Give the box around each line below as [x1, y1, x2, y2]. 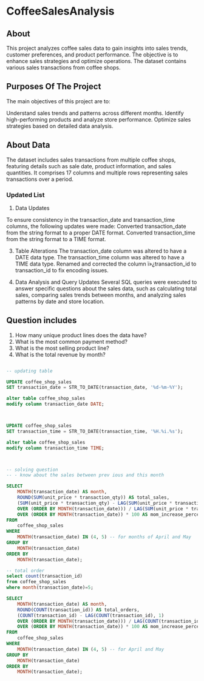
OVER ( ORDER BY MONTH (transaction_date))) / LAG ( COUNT [17, 618, 159, 624]
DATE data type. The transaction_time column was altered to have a [15, 253, 185, 261]
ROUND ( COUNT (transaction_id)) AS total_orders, [17, 606, 140, 613]
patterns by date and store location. [15, 298, 105, 305]
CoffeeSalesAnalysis [6, 4, 115, 18]
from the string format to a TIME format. [6, 235, 106, 242]
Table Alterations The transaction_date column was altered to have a [15, 247, 187, 255]
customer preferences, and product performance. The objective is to [6, 51, 178, 58]
